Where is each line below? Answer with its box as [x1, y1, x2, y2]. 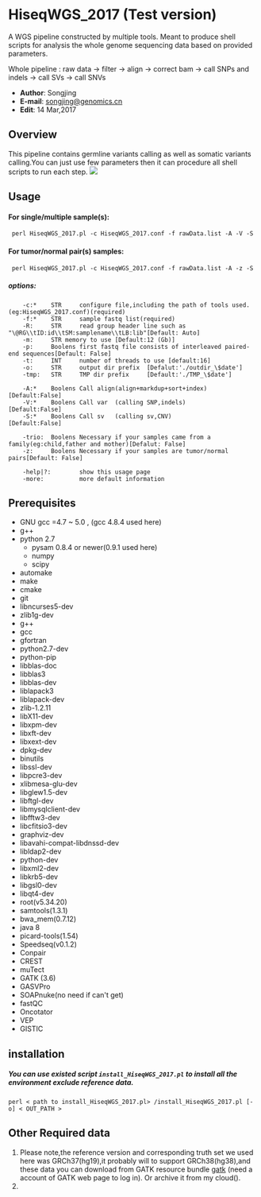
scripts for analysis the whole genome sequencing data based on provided [8, 40, 253, 49]
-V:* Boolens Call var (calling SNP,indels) [22, 398, 186, 406]
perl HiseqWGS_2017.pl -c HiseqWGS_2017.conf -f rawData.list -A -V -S [11, 230, 254, 238]
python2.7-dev [19, 644, 69, 653]
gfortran [19, 636, 48, 645]
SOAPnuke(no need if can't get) [19, 990, 125, 1000]
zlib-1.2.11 [19, 703, 52, 713]
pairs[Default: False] [8, 454, 83, 462]
